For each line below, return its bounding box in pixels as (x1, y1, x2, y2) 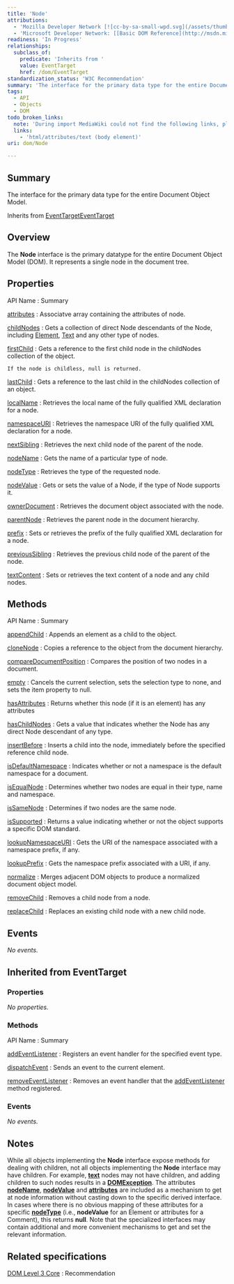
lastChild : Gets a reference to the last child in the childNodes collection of (7, 378, 221, 386)
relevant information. (7, 1230, 68, 1239)
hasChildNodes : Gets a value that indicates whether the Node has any (7, 720, 210, 729)
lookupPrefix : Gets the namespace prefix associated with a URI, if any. (7, 859, 211, 867)
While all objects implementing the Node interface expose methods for (7, 1156, 210, 1165)
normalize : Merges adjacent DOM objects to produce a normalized (7, 873, 200, 881)
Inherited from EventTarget (7, 966, 127, 978)
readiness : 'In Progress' (7, 36, 82, 43)
